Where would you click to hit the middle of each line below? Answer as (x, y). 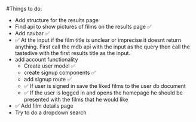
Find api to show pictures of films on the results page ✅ (83, 27)
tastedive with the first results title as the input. (72, 53)
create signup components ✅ (60, 72)
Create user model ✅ (50, 66)
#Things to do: (24, 9)
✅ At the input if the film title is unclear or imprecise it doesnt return (98, 40)
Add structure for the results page (56, 20)
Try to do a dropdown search (50, 112)
